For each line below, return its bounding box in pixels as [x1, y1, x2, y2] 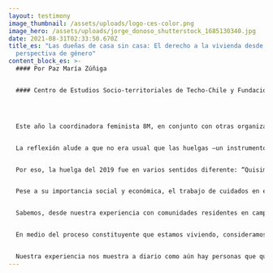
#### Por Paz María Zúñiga [15, 65, 107, 73]
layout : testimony [8, 11, 71, 20]
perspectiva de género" [15, 49, 96, 58]
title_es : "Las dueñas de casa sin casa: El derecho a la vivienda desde [8, 42, 264, 50]
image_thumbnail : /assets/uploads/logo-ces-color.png [8, 19, 195, 28]
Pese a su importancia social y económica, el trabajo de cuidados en [15, 187, 260, 195]
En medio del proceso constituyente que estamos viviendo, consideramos [15, 231, 267, 239]
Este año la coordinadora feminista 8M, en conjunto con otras [15, 122, 234, 130]
